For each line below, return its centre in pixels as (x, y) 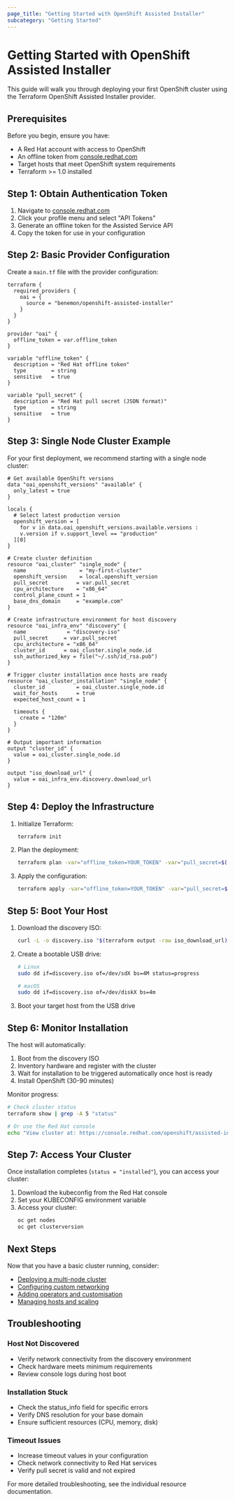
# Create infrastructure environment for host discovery (92, 619)
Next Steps (32, 1249)
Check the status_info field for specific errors (83, 1407)
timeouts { (29, 712)
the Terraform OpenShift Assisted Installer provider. (81, 97)
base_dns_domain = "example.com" (69, 601)
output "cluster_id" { (40, 748)
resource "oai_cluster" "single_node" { (67, 564)
